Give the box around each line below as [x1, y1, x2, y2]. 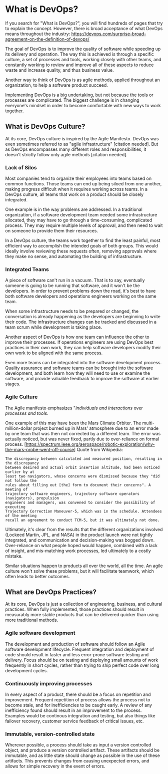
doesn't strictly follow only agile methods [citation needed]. [5, 151, 127, 157]
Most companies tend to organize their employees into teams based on [5, 175, 151, 181]
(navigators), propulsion [5, 495, 59, 500]
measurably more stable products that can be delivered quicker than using [5, 612, 159, 618]
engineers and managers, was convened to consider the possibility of [5, 500, 155, 505]
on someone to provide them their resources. [5, 228, 98, 234]
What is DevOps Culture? [5, 122, 85, 131]
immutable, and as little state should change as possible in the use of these [5, 752, 160, 758]
